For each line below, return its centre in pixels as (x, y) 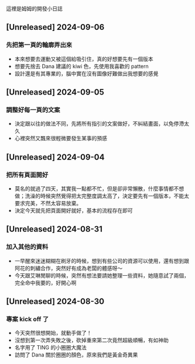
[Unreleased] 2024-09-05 (55, 92)
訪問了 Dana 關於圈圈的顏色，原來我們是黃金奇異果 (76, 355)
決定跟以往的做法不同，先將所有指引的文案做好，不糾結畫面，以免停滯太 (102, 124)
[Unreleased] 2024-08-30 (55, 302)
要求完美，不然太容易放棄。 (48, 203)
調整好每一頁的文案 (33, 110)
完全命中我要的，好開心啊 (45, 283)
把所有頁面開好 (27, 175)
